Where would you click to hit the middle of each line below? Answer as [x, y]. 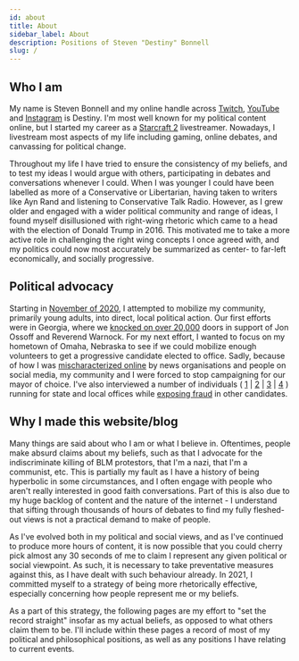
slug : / [24, 51]
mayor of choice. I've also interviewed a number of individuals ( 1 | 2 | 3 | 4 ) [149, 384]
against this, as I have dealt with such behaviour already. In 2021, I [131, 574]
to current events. [42, 648]
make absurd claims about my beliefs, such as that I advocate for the [136, 453]
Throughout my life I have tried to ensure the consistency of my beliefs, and [149, 163]
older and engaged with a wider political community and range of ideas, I [144, 211]
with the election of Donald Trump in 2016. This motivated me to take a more [149, 230]
